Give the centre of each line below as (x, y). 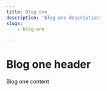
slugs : (15, 23)
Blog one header (49, 64)
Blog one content (28, 82)
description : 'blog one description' (54, 18)
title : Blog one (27, 12)
